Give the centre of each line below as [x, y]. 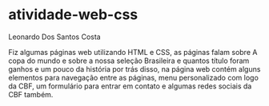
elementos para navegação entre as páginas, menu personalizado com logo [133, 77]
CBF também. [31, 94]
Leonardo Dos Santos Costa [55, 37]
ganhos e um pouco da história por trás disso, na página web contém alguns [134, 69]
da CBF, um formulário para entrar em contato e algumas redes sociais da [130, 86]
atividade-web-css [73, 15]
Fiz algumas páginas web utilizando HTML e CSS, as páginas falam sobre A [133, 52]
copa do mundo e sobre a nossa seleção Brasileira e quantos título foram [129, 61]
